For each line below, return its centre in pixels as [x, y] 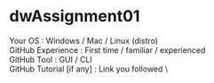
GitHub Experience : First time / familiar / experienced [107, 49]
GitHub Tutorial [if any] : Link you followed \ [89, 69]
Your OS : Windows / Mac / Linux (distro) [83, 41]
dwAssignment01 [75, 16]
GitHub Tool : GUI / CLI [51, 59]
